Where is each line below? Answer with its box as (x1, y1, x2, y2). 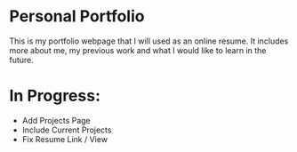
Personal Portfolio (9, 6, 145, 27)
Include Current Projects (21, 124, 112, 135)
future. (9, 54, 34, 65)
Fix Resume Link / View (21, 133, 108, 144)
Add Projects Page (21, 115, 91, 125)
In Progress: (9, 86, 100, 106)
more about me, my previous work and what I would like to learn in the (9, 44, 267, 55)
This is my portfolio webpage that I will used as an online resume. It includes (9, 36, 289, 46)
